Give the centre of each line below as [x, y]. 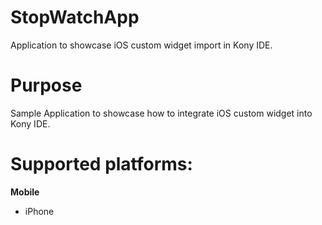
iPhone [39, 211]
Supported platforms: [101, 164]
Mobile [25, 192]
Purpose [46, 85]
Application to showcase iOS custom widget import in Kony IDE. [141, 45]
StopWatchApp [75, 17]
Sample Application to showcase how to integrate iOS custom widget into [161, 113]
